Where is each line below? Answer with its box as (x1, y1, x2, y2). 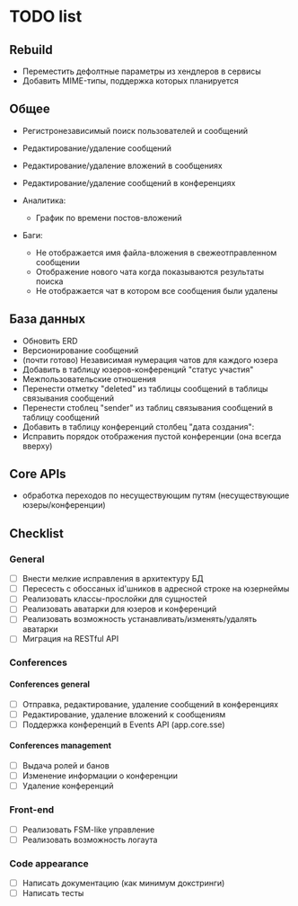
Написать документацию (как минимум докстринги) (22, 877, 225, 888)
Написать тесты (22, 887, 84, 898)
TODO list (9, 6, 83, 27)
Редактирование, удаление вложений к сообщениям (22, 708, 226, 720)
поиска (35, 276, 64, 287)
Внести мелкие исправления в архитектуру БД (22, 573, 204, 584)
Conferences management (9, 740, 112, 751)
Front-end (9, 804, 55, 816)
